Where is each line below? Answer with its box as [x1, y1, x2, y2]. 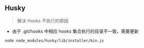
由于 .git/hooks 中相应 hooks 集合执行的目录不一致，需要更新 [12, 28, 139, 34]
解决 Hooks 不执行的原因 [17, 17, 68, 24]
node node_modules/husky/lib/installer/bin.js [5, 38, 104, 43]
